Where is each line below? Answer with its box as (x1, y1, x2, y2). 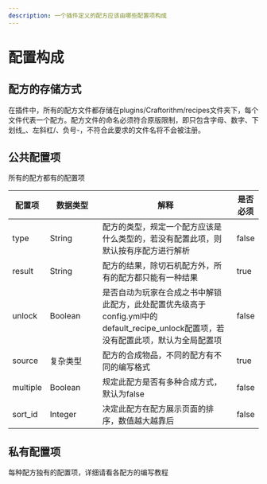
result (12, 266, 34, 277)
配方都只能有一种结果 (118, 272, 199, 283)
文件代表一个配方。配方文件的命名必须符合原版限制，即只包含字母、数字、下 (8, 115, 259, 124)
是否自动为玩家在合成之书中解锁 (102, 287, 222, 299)
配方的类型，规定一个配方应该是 (102, 221, 222, 232)
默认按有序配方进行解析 (102, 245, 191, 256)
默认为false (102, 388, 145, 400)
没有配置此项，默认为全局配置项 (102, 335, 222, 346)
